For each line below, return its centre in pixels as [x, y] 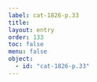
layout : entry [32, 30]
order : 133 [26, 37]
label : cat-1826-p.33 [44, 15]
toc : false [26, 45]
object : [21, 59]
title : [19, 23]
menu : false [28, 52]
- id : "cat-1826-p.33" [52, 66]
